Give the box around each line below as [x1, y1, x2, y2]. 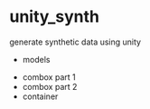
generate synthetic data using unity [9, 36, 142, 47]
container [22, 91, 59, 102]
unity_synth [9, 6, 100, 27]
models [22, 54, 51, 64]
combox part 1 [22, 71, 76, 83]
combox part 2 [22, 81, 78, 92]
